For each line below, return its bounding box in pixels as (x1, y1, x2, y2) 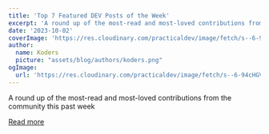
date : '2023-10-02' (8, 26, 74, 34)
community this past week (8, 101, 95, 111)
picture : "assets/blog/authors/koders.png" (15, 57, 163, 65)
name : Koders (15, 49, 59, 57)
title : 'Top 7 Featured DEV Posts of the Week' (8, 11, 171, 20)
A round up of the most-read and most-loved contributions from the (8, 93, 232, 102)
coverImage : (8, 33, 48, 42)
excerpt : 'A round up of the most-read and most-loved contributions (8, 19, 246, 27)
